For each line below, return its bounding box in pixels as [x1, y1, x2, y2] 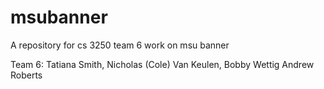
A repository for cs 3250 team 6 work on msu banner [10, 39, 230, 51]
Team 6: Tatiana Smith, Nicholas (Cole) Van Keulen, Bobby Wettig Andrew [10, 58, 315, 70]
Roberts [10, 69, 43, 81]
